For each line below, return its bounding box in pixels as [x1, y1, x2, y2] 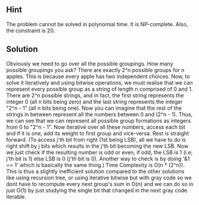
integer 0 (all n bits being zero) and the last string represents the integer [6, 98, 183, 105]
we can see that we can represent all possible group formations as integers [6, 117, 191, 124]
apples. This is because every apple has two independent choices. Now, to [6, 73, 190, 80]
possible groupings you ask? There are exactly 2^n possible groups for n [6, 66, 185, 73]
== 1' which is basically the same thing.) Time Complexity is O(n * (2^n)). [6, 161, 185, 169]
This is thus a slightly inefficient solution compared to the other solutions [6, 167, 185, 175]
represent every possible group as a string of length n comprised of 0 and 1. [6, 85, 193, 92]
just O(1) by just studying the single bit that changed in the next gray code [6, 187, 188, 194]
